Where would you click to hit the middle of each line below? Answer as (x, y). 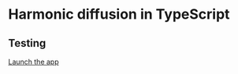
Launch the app (33, 62)
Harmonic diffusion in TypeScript (119, 14)
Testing (27, 43)
